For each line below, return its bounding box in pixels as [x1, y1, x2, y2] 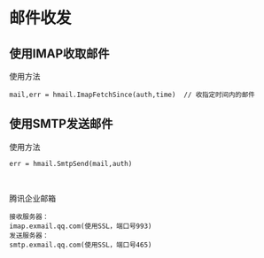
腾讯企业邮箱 [9, 193, 56, 203]
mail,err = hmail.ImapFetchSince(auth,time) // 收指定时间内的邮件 [9, 90, 255, 99]
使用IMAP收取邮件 [9, 46, 110, 61]
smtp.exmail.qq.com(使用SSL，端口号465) [9, 240, 152, 249]
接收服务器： [9, 212, 50, 221]
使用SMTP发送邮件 [9, 117, 113, 132]
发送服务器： [9, 231, 50, 239]
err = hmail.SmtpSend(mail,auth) [9, 159, 133, 168]
